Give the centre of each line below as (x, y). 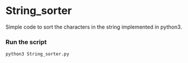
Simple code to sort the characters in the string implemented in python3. (94, 27)
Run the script (26, 42)
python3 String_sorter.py (37, 54)
